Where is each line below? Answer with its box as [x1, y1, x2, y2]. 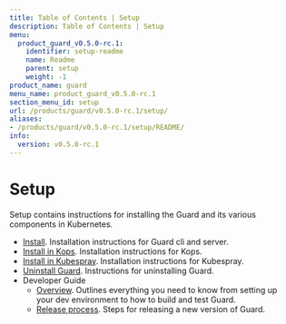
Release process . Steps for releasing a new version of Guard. [35, 303, 266, 314]
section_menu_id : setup [9, 97, 100, 107]
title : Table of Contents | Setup [9, 13, 141, 23]
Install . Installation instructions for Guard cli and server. [22, 236, 229, 247]
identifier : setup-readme [25, 47, 124, 56]
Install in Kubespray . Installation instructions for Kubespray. [22, 255, 244, 266]
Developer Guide [22, 274, 86, 286]
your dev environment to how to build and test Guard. [35, 294, 236, 305]
